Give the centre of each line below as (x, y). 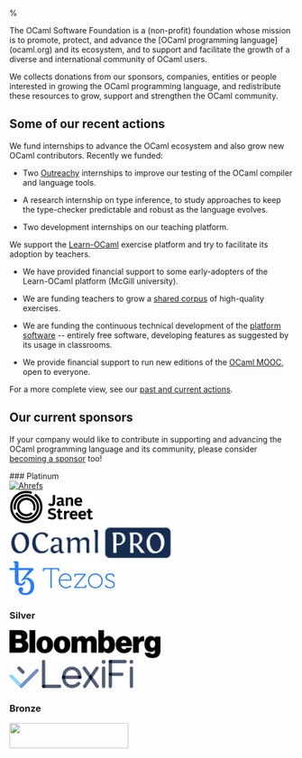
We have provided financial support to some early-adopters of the (145, 271)
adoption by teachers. (50, 254)
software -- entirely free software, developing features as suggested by (156, 335)
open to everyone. (56, 371)
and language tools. (59, 182)
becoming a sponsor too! (56, 458)
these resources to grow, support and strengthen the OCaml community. (144, 96)
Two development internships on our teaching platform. (125, 227)
